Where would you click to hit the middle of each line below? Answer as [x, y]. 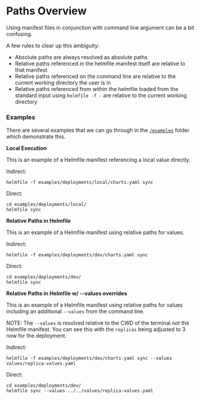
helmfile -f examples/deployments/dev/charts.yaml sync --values [89, 358]
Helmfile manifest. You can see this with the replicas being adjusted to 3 [96, 329]
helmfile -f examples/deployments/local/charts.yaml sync [80, 183]
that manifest [31, 69]
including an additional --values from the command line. [76, 311]
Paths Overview [46, 11]
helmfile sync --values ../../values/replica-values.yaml [80, 391]
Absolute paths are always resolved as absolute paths [81, 57]
